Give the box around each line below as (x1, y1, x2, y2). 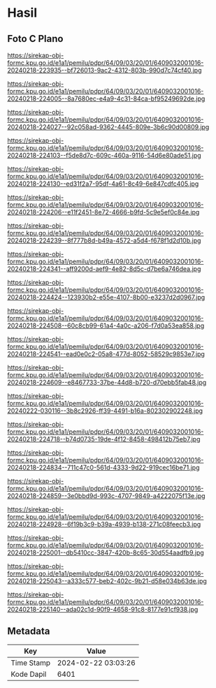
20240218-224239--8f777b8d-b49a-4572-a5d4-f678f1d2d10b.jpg (7, 236, 201, 244)
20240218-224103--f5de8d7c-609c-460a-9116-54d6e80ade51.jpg (7, 152, 201, 159)
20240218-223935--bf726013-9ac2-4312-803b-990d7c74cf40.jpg (7, 66, 202, 74)
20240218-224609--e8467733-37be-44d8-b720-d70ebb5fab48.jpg (7, 379, 207, 386)
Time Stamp (10, 658, 51, 668)
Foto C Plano (7, 33, 64, 45)
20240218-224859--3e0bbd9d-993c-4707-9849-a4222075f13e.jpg (7, 492, 206, 500)
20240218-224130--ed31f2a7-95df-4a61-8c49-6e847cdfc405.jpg (7, 180, 199, 188)
